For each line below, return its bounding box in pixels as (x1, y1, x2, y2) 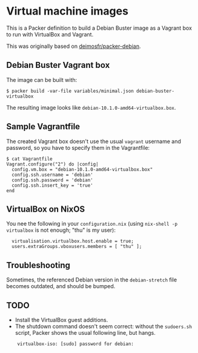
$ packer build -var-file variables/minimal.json (6, 88, 134, 94)
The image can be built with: (6, 76, 78, 83)
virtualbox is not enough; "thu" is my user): (6, 226, 116, 234)
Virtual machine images (6, 4, 129, 18)
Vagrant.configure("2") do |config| (6, 161, 99, 167)
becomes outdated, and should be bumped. (6, 283, 116, 290)
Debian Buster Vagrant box (6, 60, 110, 70)
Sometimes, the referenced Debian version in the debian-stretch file (6, 276, 177, 283)
